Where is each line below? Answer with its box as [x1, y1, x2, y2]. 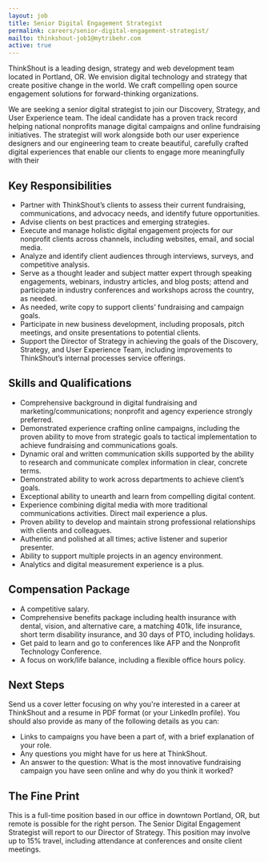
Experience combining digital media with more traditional [19, 500, 208, 510]
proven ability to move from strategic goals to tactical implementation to [19, 432, 258, 441]
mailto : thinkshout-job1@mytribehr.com [8, 34, 142, 42]
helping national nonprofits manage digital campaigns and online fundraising [8, 122, 261, 131]
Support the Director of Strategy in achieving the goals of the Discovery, [19, 336, 258, 345]
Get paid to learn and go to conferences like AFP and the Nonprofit [19, 638, 241, 647]
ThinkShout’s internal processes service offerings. [19, 353, 186, 363]
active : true [8, 42, 52, 50]
